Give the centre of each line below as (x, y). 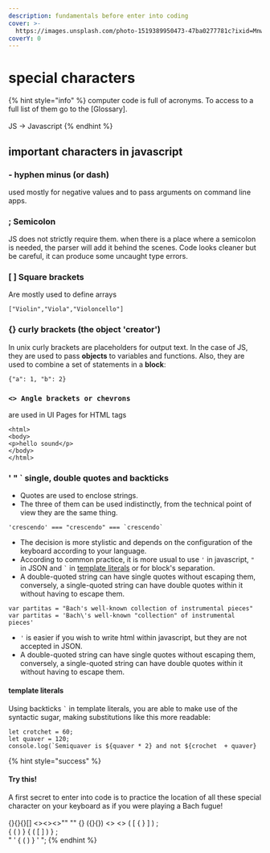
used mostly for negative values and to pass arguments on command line (130, 192)
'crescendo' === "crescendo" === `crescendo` (86, 528)
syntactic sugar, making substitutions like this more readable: (110, 717)
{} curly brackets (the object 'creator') (84, 330)
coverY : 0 (25, 38)
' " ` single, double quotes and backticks (88, 478)
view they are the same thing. (69, 513)
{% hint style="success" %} (55, 761)
